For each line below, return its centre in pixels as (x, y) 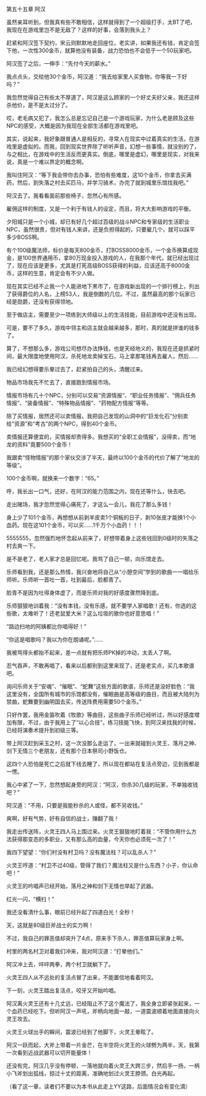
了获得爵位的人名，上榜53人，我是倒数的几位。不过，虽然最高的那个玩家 (98, 294)
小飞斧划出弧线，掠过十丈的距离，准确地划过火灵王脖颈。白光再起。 (92, 1073)
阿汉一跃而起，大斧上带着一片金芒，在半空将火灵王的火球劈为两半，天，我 (100, 1045)
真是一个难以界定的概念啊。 (52, 162)
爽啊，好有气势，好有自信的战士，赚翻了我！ (63, 818)
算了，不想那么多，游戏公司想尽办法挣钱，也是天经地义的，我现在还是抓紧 (100, 348)
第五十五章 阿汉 (26, 9)
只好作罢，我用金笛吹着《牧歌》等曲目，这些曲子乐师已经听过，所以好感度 (100, 715)
